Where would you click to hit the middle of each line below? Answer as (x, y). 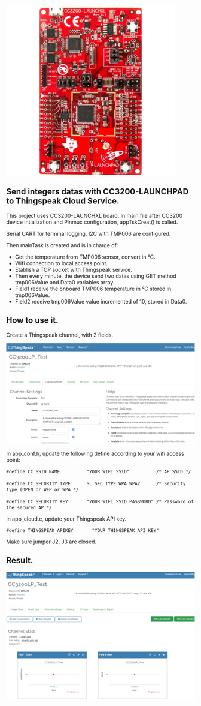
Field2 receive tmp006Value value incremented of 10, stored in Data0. (101, 301)
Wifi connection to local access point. (61, 263)
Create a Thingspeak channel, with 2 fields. (60, 335)
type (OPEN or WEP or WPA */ (42, 489)
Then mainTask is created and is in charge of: (62, 245)
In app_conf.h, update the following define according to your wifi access (95, 453)
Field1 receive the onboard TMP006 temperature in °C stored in (93, 289)
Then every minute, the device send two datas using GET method (95, 276)
